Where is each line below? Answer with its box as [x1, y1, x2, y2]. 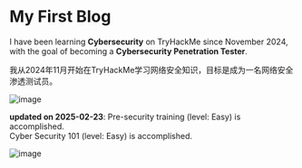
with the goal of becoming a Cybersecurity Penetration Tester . [9, 45, 248, 56]
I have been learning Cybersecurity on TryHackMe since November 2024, [9, 36, 288, 47]
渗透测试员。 [9, 75, 57, 87]
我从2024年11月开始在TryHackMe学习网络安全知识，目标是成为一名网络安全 [9, 64, 294, 75]
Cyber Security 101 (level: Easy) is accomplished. [9, 130, 193, 141]
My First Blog [9, 6, 112, 27]
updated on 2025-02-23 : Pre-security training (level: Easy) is [9, 111, 241, 122]
